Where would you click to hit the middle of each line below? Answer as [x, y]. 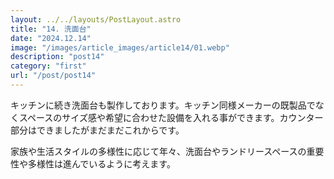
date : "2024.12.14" [51, 38]
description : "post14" [57, 57]
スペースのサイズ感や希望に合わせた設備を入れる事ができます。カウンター [171, 117]
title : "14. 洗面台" [51, 29]
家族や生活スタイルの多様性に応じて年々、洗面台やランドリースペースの [158, 151]
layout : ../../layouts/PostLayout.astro [96, 19]
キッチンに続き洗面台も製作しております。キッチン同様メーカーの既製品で [163, 105]
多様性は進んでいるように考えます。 [101, 163]
